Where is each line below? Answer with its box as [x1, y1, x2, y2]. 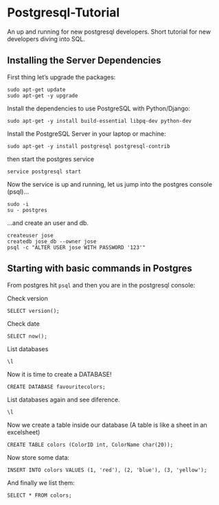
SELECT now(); [7, 333, 48, 340]
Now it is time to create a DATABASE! [7, 370, 112, 378]
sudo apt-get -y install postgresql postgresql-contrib [7, 143, 170, 150]
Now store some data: [7, 453, 70, 461]
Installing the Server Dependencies [7, 55, 161, 67]
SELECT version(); [7, 307, 60, 314]
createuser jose [7, 232, 54, 239]
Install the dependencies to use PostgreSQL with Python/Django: [7, 104, 191, 113]
